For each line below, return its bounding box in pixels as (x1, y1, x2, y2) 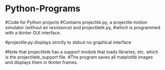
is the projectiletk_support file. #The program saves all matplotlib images (5, 54, 153, 60)
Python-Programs (5, 3, 81, 14)
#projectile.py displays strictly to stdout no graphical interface (5, 39, 131, 45)
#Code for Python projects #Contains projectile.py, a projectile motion (5, 19, 148, 25)
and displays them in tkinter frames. (5, 59, 78, 65)
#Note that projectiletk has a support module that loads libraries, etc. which (5, 49, 159, 55)
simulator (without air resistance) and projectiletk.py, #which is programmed (5, 24, 161, 30)
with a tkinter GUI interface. (5, 30, 61, 35)
